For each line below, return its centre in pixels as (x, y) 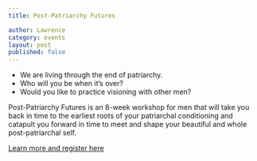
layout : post (30, 45)
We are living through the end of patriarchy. (91, 75)
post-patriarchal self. (43, 133)
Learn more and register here (56, 148)
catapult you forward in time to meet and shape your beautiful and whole (128, 124)
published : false (37, 53)
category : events (37, 37)
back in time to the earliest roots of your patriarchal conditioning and (121, 116)
